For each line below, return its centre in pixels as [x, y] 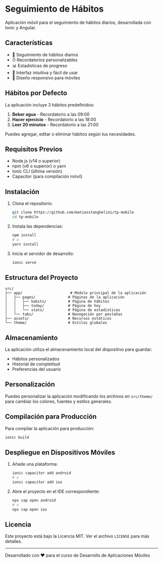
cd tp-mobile [25, 217]
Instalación [22, 191]
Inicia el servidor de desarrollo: [43, 254]
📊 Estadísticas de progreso [40, 65]
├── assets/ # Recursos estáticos [58, 319]
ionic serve [24, 262]
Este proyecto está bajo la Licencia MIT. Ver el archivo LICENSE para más [77, 536]
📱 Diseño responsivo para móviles [46, 78]
